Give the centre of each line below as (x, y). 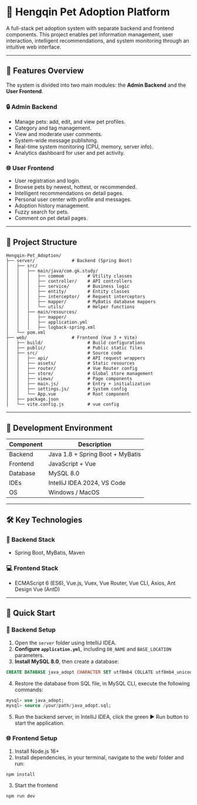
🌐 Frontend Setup (32, 738)
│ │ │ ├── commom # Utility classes (69, 276)
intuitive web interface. (34, 47)
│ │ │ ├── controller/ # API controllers (69, 281)
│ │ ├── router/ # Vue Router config (72, 369)
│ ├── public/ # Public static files (74, 348)
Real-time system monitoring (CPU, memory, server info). (84, 147)
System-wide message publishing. (56, 141)
